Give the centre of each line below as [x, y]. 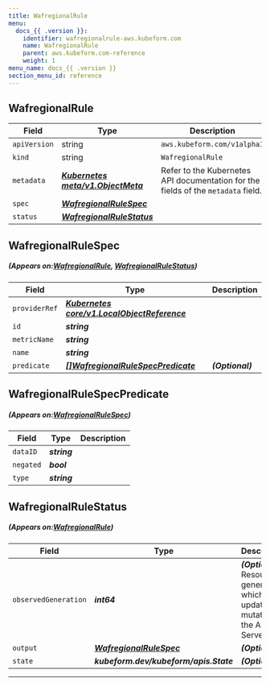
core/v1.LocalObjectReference [126, 313]
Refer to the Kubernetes [206, 171]
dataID [25, 452]
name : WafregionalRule [61, 46]
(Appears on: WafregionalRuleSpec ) [70, 415]
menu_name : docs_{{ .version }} [62, 68]
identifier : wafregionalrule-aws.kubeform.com [102, 38]
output [25, 648]
